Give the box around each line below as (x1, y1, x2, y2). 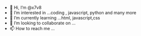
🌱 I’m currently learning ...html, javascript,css (9, 15, 101, 20)
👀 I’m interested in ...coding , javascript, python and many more (9, 10, 137, 16)
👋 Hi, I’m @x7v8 (9, 5, 42, 10)
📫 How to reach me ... (9, 26, 55, 31)
